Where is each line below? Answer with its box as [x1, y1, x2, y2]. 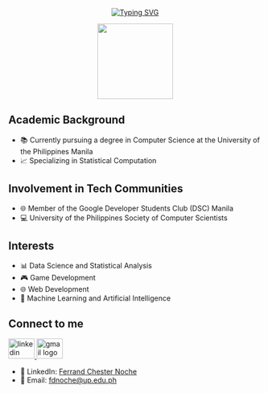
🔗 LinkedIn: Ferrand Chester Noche [19, 366, 138, 377]
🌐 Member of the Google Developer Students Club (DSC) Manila [19, 203, 234, 213]
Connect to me [8, 317, 85, 330]
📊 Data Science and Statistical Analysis [19, 261, 153, 271]
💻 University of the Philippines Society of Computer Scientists [19, 213, 228, 223]
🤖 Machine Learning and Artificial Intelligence [19, 293, 171, 303]
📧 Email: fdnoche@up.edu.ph [19, 375, 117, 385]
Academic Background [8, 113, 126, 127]
